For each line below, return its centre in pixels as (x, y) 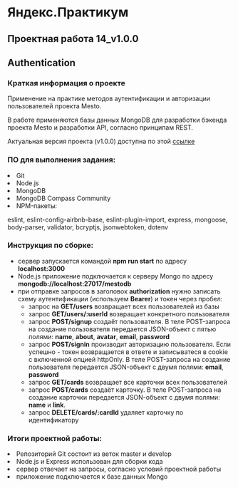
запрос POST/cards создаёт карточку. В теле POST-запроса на (125, 390)
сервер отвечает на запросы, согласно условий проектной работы (119, 469)
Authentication (42, 62)
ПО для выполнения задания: (62, 160)
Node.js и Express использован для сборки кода (90, 462)
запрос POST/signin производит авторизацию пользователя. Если (130, 344)
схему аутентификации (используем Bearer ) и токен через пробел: (120, 298)
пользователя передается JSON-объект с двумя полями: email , (126, 367)
